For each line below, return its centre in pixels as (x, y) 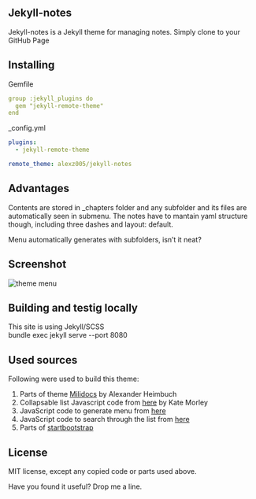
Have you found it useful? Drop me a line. (75, 486)
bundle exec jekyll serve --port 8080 (68, 335)
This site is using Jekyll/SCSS (56, 327)
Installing (32, 65)
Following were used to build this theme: (74, 379)
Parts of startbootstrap (56, 427)
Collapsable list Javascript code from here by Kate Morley (114, 403)
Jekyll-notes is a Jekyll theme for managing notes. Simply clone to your (124, 31)
